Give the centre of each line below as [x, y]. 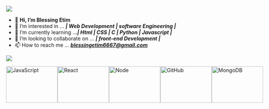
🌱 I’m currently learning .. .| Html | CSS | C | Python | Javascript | [93, 32]
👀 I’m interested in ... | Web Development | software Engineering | [95, 26]
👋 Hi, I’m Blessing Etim [42, 20]
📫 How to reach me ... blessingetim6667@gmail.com [81, 45]
